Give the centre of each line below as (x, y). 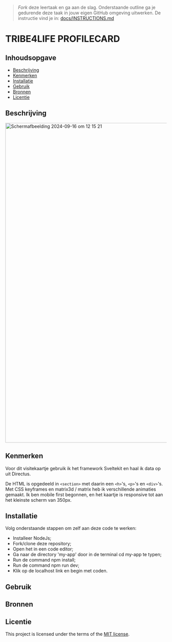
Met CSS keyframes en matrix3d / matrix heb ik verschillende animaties (81, 489)
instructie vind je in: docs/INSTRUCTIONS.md (66, 18)
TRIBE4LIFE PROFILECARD (63, 39)
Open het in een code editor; (43, 549)
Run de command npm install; (44, 560)
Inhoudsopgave (31, 58)
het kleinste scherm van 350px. (38, 500)
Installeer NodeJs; (32, 538)
